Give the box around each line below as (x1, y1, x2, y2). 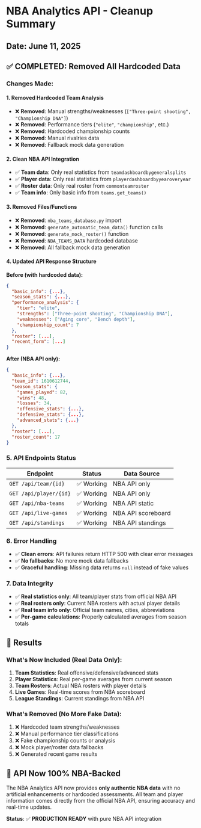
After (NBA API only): (6, 355, 61, 362)
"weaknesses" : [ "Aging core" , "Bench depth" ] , (17, 316, 136, 323)
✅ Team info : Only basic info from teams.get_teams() (14, 189, 147, 196)
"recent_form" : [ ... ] (11, 339, 66, 345)
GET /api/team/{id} (9, 480, 65, 487)
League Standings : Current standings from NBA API (14, 695, 145, 702)
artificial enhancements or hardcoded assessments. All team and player (6, 791, 184, 798)
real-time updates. (6, 803, 52, 811)
